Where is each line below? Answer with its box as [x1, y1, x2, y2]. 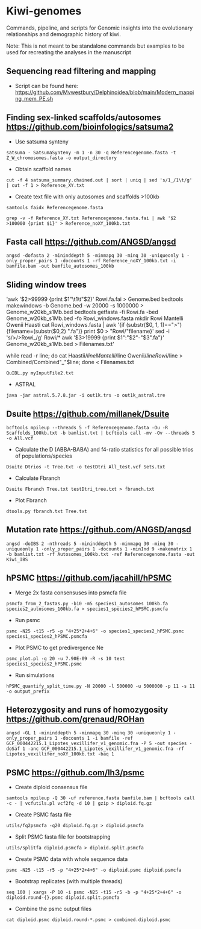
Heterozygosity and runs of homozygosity [6, 705, 169, 715]
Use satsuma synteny [14, 137, 69, 145]
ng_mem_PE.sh [14, 95, 54, 102]
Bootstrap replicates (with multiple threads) [14, 878, 123, 885]
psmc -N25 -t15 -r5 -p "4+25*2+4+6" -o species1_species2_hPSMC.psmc [6, 628, 185, 634]
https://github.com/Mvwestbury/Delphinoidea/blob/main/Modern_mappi [14, 89, 194, 96]
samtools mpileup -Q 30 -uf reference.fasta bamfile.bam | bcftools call [6, 795, 196, 801]
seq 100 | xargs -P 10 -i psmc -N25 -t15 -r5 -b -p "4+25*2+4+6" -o [6, 889, 182, 896]
